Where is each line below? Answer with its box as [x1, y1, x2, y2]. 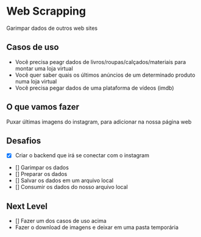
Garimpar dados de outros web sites [6, 24, 98, 32]
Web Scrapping [6, 4, 86, 18]
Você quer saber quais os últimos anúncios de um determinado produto [15, 71, 196, 79]
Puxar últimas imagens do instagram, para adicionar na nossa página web [6, 118, 192, 126]
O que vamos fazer [6, 102, 80, 112]
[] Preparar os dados [15, 171, 68, 178]
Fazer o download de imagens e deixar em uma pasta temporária [15, 224, 178, 231]
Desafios [6, 135, 41, 146]
